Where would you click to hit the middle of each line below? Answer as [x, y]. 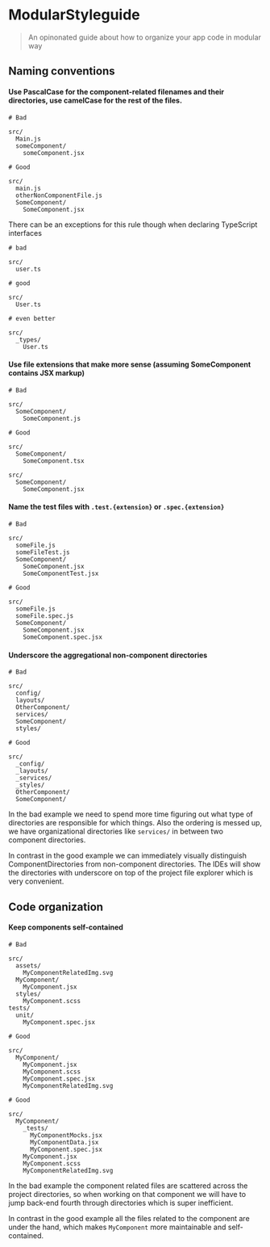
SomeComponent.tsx [54, 461]
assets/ [29, 966]
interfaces [25, 233]
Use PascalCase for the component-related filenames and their [116, 91]
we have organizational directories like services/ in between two [116, 831]
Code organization [56, 907]
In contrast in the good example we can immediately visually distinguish [128, 856]
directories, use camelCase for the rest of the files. [96, 100]
